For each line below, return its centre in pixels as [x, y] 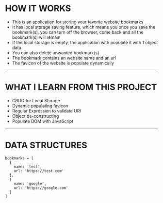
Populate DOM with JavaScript [43, 121]
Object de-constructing [35, 116]
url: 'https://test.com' [39, 171]
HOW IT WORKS [38, 8]
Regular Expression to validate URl [46, 111]
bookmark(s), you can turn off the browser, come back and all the [78, 32]
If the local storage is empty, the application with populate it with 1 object [85, 42]
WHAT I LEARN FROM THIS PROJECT [81, 87]
